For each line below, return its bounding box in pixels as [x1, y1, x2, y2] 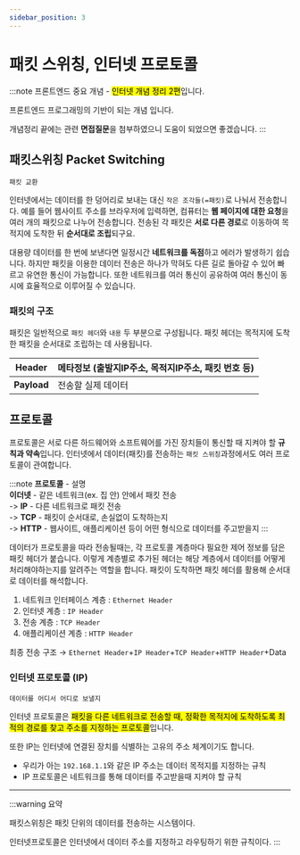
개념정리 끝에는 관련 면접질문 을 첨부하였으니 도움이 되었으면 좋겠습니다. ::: [9, 123, 266, 134]
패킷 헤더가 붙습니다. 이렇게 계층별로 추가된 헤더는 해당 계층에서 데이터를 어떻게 [9, 553, 286, 564]
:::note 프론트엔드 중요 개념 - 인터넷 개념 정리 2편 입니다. [9, 86, 205, 96]
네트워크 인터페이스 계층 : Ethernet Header [21, 594, 173, 605]
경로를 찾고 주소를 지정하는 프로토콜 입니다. [25, 722, 174, 733]
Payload [13, 378, 49, 391]
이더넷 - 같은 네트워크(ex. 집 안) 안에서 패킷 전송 [9, 490, 177, 501]
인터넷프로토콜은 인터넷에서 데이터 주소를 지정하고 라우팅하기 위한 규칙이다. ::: [9, 836, 281, 847]
